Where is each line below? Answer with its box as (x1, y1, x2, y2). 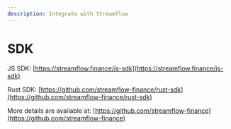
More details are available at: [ (7, 106, 96, 115)
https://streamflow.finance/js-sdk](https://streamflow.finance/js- (35, 64, 224, 73)
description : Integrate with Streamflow (7, 10, 129, 18)
